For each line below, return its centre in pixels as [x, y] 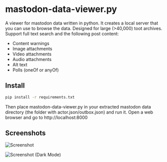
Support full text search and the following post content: [62, 33]
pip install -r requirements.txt [40, 97]
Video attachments [32, 54]
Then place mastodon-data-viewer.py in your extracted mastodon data [78, 106]
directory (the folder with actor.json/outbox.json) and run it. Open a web [79, 112]
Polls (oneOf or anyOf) [35, 70]
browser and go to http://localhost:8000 [46, 117]
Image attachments [32, 48]
